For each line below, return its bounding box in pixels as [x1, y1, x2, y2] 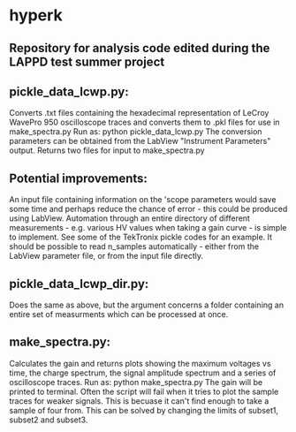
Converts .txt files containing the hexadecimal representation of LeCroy [9, 108, 269, 118]
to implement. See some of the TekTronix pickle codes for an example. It [9, 231, 272, 243]
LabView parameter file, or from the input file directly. [9, 251, 203, 261]
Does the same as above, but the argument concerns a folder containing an [9, 299, 285, 310]
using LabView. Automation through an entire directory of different [9, 213, 250, 224]
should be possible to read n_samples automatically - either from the [9, 241, 259, 252]
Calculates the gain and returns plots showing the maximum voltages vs [9, 358, 271, 368]
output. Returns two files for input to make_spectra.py [9, 145, 205, 155]
